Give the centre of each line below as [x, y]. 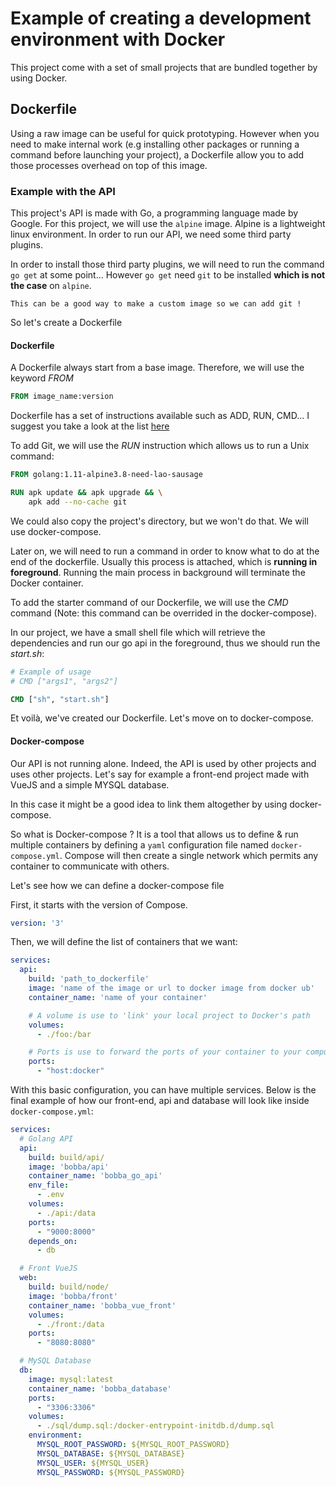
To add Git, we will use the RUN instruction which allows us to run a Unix [160, 446]
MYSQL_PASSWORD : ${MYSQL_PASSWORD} [111, 1472]
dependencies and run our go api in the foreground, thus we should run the [165, 643]
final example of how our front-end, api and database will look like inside [160, 1101]
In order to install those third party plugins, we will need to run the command [167, 264]
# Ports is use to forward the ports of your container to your [165, 1052]
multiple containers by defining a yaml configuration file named [140, 844]
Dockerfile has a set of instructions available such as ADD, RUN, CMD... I [160, 416]
